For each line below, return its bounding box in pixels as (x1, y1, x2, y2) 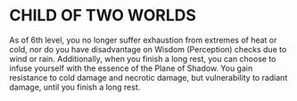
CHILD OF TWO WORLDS (9, 5, 196, 26)
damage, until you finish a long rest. (9, 82, 141, 92)
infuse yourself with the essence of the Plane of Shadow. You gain (9, 63, 253, 74)
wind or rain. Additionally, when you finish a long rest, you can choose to (9, 53, 276, 64)
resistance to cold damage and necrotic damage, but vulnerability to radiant (9, 72, 288, 82)
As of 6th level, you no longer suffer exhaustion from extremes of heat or (9, 35, 277, 45)
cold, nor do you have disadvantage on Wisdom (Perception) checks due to (9, 43, 287, 54)
